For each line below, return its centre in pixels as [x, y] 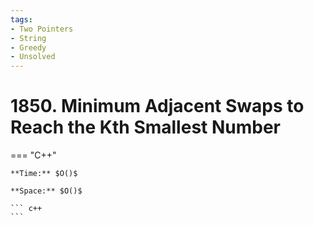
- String [28, 38]
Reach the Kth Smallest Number [146, 127]
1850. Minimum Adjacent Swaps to [157, 106]
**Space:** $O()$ [46, 191]
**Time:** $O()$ [44, 174]
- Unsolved [33, 57]
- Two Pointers [42, 29]
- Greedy [28, 47]
